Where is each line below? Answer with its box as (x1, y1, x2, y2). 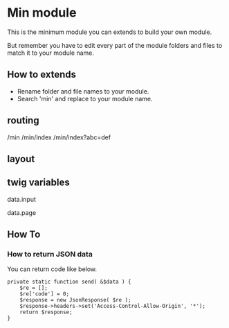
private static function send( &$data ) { (7, 279, 131, 286)
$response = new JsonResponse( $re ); (19, 297, 131, 304)
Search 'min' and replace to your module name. (17, 94, 154, 103)
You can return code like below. (7, 265, 98, 273)
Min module (7, 5, 77, 21)
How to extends (7, 69, 77, 80)
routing (7, 114, 39, 126)
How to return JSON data (7, 250, 93, 259)
